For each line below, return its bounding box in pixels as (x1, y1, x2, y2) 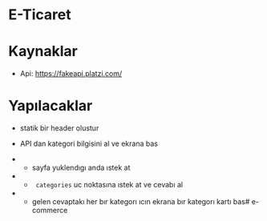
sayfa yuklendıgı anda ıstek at (31, 163, 131, 173)
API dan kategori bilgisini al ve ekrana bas (19, 139, 159, 149)
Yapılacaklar (8, 97, 93, 115)
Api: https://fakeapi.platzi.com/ (19, 69, 123, 78)
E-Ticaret (8, 6, 71, 24)
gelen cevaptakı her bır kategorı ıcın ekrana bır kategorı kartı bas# (31, 197, 250, 207)
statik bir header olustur (19, 123, 99, 133)
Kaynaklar (8, 42, 78, 61)
